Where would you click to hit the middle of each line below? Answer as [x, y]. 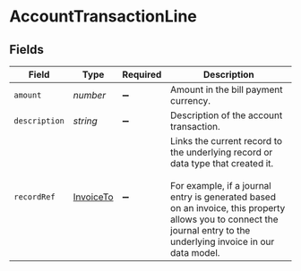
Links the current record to [226, 141]
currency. [190, 101]
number [90, 95]
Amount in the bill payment [227, 89]
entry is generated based [223, 197]
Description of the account [226, 115]
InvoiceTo [93, 197]
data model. [195, 253]
